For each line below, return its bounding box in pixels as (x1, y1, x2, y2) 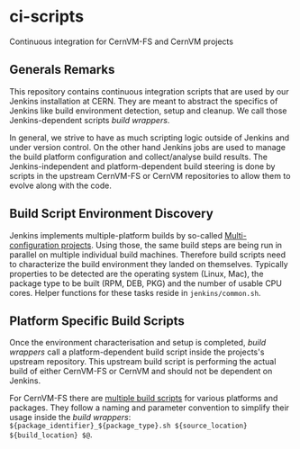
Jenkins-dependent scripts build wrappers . (9, 114, 170, 125)
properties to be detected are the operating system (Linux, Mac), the (9, 268, 264, 279)
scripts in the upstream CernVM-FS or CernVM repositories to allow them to (9, 170, 291, 181)
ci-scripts (9, 6, 84, 27)
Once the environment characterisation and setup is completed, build (9, 337, 267, 348)
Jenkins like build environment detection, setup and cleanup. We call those (9, 105, 287, 116)
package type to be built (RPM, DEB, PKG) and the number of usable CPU (9, 277, 282, 289)
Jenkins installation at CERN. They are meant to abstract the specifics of (9, 95, 278, 106)
